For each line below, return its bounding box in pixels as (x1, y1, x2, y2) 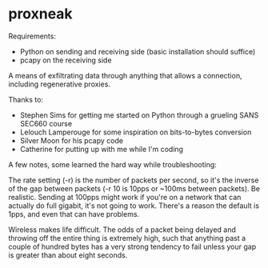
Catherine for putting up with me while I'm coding (19, 144, 184, 154)
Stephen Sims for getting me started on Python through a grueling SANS (19, 110, 259, 120)
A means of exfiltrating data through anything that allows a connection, (8, 70, 242, 80)
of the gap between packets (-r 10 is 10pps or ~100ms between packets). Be (8, 183, 260, 193)
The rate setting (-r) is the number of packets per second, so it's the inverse (8, 175, 259, 185)
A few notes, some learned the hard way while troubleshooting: (8, 159, 218, 169)
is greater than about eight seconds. (8, 250, 128, 260)
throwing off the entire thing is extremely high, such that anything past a (8, 233, 246, 242)
